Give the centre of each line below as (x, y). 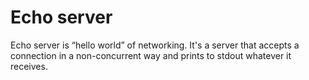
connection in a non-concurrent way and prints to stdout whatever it (151, 55)
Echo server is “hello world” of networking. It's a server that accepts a (155, 45)
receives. (29, 66)
